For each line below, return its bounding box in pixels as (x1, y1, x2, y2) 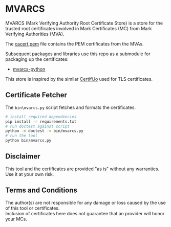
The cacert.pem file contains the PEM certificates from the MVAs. (5, 40, 144, 47)
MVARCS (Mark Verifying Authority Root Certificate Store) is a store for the (5, 20, 163, 26)
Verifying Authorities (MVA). (5, 31, 65, 37)
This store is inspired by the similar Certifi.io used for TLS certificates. (5, 76, 153, 82)
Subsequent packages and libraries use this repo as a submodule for (5, 51, 151, 57)
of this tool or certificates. (5, 205, 60, 211)
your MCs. (5, 216, 27, 222)
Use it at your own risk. (5, 171, 54, 177)
